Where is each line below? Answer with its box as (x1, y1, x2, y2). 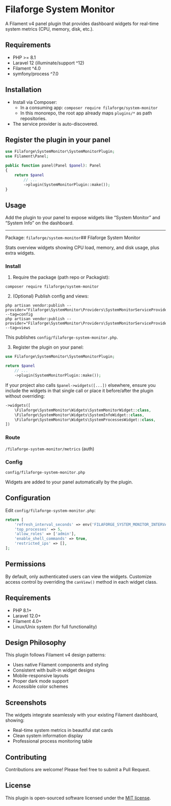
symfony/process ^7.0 (12, 71, 59, 77)
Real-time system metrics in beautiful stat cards (12, 727, 113, 733)
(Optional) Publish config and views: (12, 293, 89, 300)
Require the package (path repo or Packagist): (12, 274, 110, 281)
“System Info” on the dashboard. (5, 220, 74, 226)
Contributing (5, 753, 47, 762)
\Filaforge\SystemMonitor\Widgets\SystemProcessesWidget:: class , (14, 417, 156, 422)
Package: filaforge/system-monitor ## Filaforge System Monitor (5, 235, 141, 241)
